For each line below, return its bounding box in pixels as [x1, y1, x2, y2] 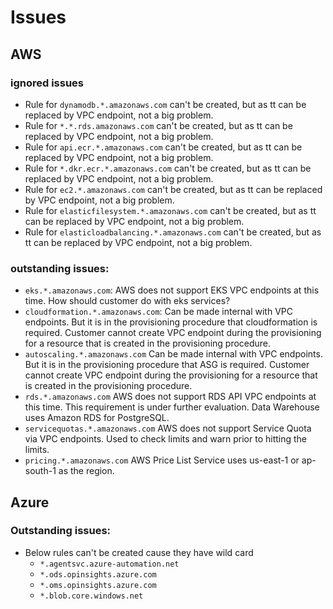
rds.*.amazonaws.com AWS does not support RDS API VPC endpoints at [24, 391, 317, 403]
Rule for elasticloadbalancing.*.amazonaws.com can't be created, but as [24, 226, 322, 238]
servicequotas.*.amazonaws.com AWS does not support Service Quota [24, 422, 312, 435]
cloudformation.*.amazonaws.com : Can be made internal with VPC [24, 306, 293, 318]
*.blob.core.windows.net [39, 591, 144, 601]
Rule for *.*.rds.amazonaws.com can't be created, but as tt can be [24, 119, 293, 131]
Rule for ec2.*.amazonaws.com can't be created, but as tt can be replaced [24, 183, 323, 195]
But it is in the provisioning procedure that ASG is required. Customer [24, 359, 310, 371]
